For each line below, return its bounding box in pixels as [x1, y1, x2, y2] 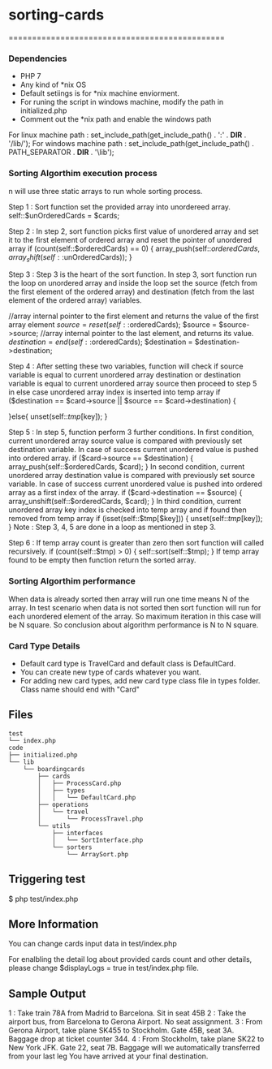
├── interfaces [51, 829, 104, 837]
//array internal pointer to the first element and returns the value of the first [8, 311, 259, 321]
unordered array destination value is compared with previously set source [8, 471, 256, 481]
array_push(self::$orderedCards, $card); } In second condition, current [8, 462, 245, 472]
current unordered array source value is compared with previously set [8, 436, 243, 446]
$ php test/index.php [8, 894, 79, 903]
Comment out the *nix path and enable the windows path [19, 114, 212, 124]
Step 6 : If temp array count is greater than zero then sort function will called [8, 538, 265, 548]
